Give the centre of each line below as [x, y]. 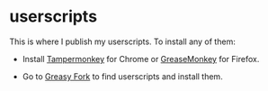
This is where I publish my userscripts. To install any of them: [122, 41]
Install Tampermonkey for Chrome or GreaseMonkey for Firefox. [141, 59]
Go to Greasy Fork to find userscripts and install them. [122, 76]
